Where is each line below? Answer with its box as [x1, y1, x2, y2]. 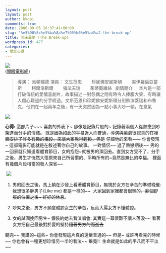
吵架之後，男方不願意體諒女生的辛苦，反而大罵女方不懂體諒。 [12, 204, 139, 210]
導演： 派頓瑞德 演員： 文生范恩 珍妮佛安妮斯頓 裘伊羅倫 [17, 79, 150, 84]
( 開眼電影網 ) [5, 68, 31, 74]
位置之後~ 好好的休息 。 [21, 194, 69, 200]
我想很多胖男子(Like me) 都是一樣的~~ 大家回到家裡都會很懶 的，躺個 [12, 187, 154, 194]
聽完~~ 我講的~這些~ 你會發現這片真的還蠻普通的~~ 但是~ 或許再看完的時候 [5, 232, 161, 238]
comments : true [5, 21, 37, 26]
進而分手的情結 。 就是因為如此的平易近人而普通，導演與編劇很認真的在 [9, 130, 154, 136]
